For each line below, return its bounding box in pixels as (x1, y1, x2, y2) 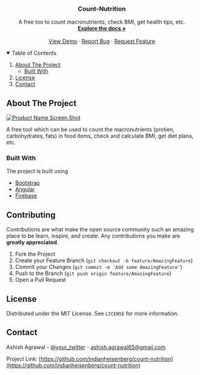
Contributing (6, 210, 56, 220)
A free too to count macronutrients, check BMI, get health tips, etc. (18, 18, 185, 25)
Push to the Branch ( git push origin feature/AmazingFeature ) (15, 270, 172, 277)
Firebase (15, 192, 38, 199)
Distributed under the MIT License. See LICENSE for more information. (6, 310, 179, 317)
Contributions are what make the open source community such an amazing (6, 226, 194, 233)
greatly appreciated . (6, 239, 59, 246)
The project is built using (6, 168, 68, 175)
